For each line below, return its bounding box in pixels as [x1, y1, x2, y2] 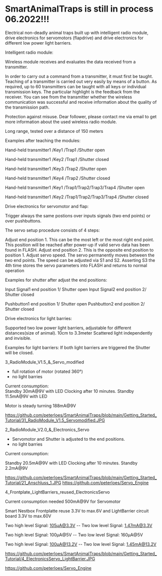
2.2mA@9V [5, 465, 28, 471]
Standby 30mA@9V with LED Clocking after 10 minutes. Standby [5, 388, 134, 394]
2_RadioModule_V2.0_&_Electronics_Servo [5, 427, 90, 432]
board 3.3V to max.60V [5, 513, 52, 519]
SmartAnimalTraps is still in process [5, 3, 154, 15]
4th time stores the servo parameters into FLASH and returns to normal [5, 262, 147, 268]
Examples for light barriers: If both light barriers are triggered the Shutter [5, 344, 150, 350]
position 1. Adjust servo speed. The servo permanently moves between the [5, 252, 155, 258]
